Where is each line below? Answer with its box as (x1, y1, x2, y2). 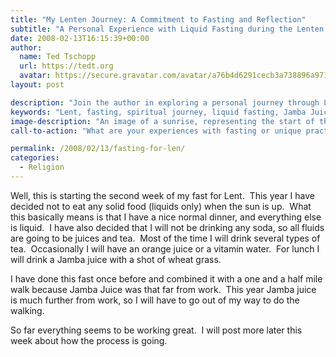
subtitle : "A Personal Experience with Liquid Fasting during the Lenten (10, 24, 325, 34)
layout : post (10, 80, 65, 90)
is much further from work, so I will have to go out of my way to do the (10, 294, 300, 306)
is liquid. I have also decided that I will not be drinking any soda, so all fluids (10, 221, 325, 233)
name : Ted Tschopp (19, 52, 97, 62)
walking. (10, 304, 45, 316)
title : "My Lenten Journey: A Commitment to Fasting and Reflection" (10, 14, 307, 25)
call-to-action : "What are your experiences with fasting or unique (10, 126, 302, 136)
